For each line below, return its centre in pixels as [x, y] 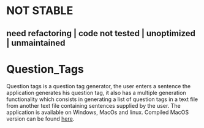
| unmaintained [36, 43]
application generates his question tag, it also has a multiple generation [96, 92]
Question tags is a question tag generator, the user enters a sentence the [99, 86]
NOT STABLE [40, 11]
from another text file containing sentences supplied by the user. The [93, 105]
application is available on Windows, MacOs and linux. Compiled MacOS [97, 112]
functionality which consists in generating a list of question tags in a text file [102, 99]
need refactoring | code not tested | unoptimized [101, 33]
